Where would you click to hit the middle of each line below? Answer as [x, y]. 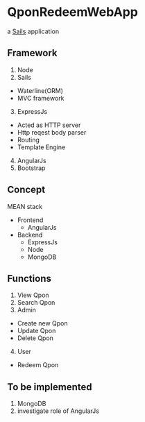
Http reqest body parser [52, 132]
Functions [29, 278]
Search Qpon [36, 303]
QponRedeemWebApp [73, 12]
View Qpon [33, 295]
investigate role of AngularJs [58, 411]
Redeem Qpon [38, 365]
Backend [30, 235]
